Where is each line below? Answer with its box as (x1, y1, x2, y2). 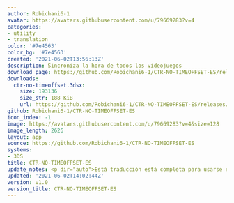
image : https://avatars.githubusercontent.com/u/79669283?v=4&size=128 (7, 120, 219, 128)
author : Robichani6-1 (7, 10, 70, 17)
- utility (7, 29, 36, 37)
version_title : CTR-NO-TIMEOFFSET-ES (7, 186, 117, 193)
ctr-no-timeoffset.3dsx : (13, 82, 86, 89)
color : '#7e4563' (7, 43, 58, 50)
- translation (7, 36, 49, 43)
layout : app (7, 133, 42, 140)
